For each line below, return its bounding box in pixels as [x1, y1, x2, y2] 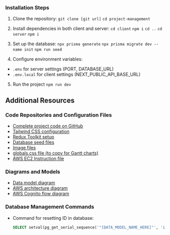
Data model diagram [12, 180, 55, 186]
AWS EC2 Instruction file [12, 155, 64, 162]
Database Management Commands [5, 203, 95, 211]
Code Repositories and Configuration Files [5, 111, 112, 118]
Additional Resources [5, 96, 75, 105]
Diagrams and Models [5, 168, 60, 175]
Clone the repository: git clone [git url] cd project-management [12, 16, 151, 22]
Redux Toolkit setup [12, 134, 54, 140]
